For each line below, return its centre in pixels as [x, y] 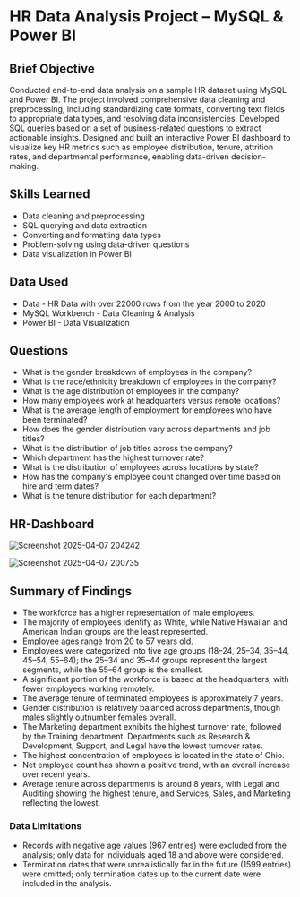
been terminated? [55, 420]
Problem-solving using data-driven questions [106, 244]
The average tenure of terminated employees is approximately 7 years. [153, 698]
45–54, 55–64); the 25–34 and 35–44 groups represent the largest [145, 661]
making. [24, 166]
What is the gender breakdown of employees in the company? [137, 372]
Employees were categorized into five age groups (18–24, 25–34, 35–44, [156, 651]
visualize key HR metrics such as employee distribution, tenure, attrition [141, 147]
